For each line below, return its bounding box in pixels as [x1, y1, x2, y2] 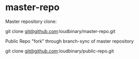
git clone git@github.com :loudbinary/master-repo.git [5, 28, 116, 34]
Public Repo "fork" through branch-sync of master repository [5, 38, 134, 44]
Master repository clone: [5, 18, 57, 24]
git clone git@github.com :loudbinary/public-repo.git [5, 48, 114, 54]
